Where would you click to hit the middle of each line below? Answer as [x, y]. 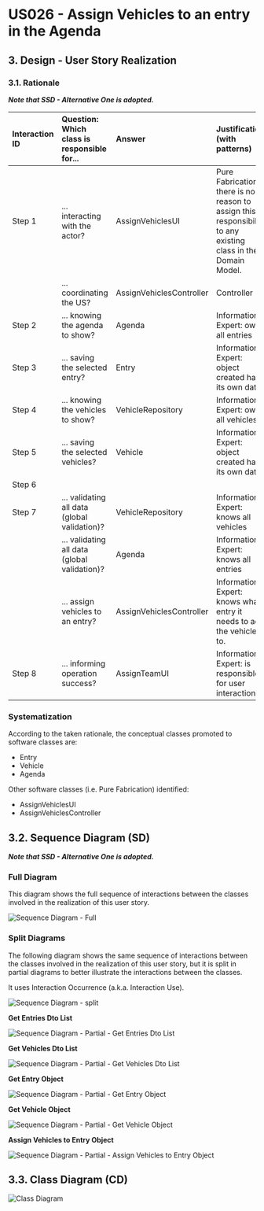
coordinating [85, 293]
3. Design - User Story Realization [92, 60]
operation [79, 673]
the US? [76, 302]
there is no [235, 191]
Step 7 [24, 511]
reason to [233, 201]
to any [227, 231]
